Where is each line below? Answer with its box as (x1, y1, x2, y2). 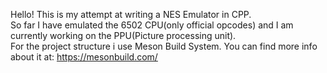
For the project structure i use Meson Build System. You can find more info (10, 40, 318, 52)
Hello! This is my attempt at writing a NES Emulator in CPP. (10, 9, 252, 20)
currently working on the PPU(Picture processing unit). (10, 30, 237, 41)
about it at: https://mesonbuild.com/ (10, 51, 158, 63)
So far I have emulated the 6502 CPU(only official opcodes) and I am (10, 19, 294, 31)
